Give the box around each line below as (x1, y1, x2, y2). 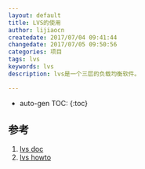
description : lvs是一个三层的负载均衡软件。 (8, 70, 141, 78)
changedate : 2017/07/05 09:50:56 (8, 41, 118, 49)
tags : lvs (8, 56, 41, 64)
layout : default (8, 11, 61, 20)
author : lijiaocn (8, 26, 65, 34)
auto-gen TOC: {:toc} (19, 98, 89, 108)
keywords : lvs (8, 63, 55, 71)
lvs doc (19, 145, 44, 154)
